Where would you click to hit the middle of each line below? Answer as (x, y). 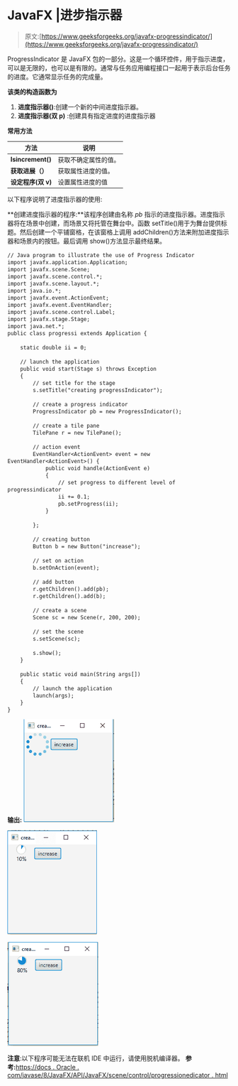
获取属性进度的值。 (86, 170)
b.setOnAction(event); (66, 568)
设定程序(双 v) (31, 182)
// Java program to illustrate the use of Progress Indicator (101, 255)
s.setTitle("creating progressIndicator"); (98, 390)
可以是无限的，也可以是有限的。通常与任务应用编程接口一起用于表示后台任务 (119, 67)
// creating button (62, 539)
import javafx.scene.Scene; (49, 269)
